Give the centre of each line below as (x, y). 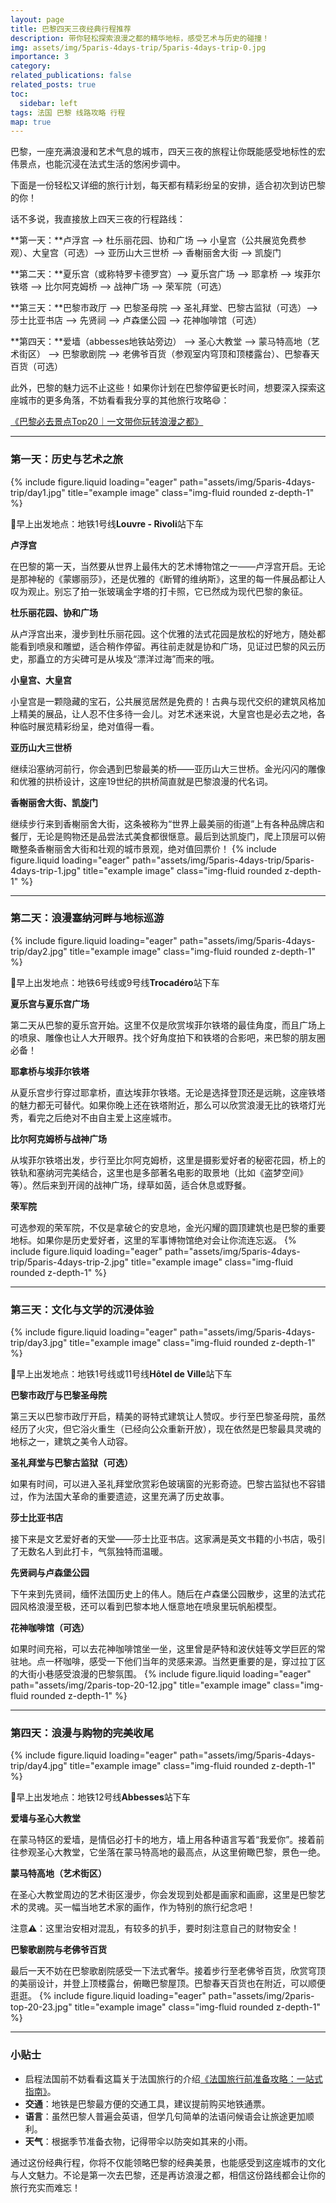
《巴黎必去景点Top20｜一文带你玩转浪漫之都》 (107, 422)
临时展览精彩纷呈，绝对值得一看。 (89, 726)
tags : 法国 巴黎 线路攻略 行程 (68, 112)
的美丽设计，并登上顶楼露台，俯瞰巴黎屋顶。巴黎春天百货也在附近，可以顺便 (168, 1983)
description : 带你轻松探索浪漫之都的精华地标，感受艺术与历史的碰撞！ (140, 38)
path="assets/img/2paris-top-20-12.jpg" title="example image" (141, 1685)
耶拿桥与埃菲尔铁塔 (50, 1071)
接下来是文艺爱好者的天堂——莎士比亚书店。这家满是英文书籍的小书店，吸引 (168, 1539)
